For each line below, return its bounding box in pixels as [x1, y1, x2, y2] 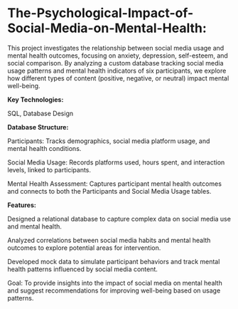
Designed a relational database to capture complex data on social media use [7, 214, 231, 223]
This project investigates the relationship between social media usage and [7, 43, 225, 52]
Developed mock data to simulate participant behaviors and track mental [7, 257, 220, 266]
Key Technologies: [7, 95, 64, 104]
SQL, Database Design [7, 109, 74, 117]
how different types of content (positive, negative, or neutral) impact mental [7, 73, 229, 83]
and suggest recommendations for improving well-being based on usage [7, 286, 221, 295]
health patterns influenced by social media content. [7, 265, 158, 273]
